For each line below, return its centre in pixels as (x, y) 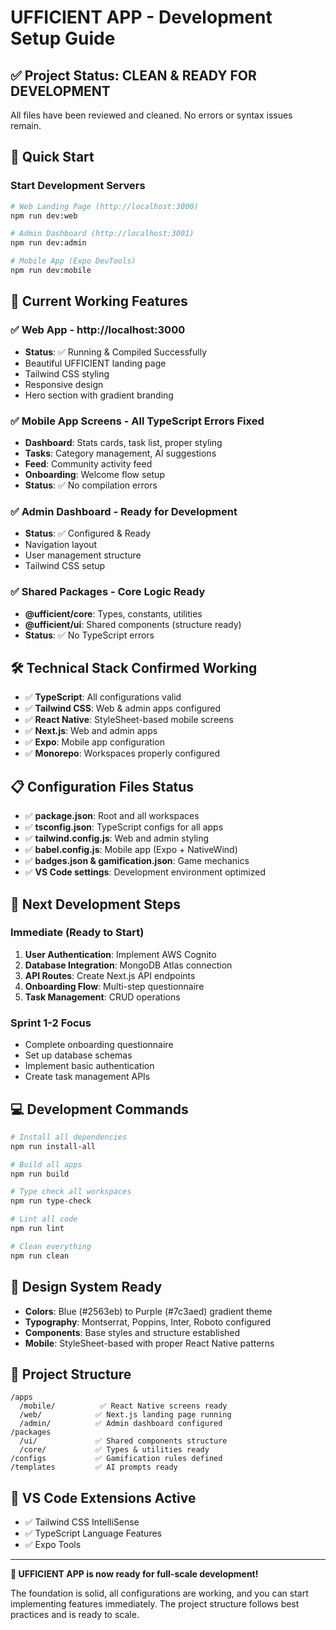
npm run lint (37, 1229)
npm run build (40, 1174)
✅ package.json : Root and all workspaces (112, 816)
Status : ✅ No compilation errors (91, 485)
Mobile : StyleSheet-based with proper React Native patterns (149, 1343)
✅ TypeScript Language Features (93, 1533)
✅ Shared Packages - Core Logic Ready (108, 592)
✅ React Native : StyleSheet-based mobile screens (129, 720)
